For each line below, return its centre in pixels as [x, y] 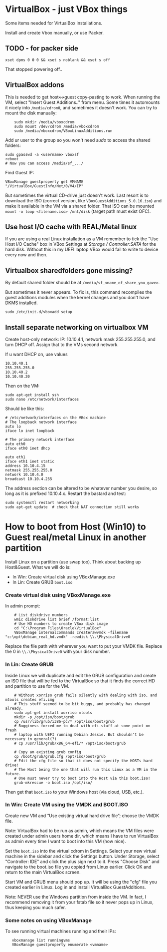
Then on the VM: [22, 386]
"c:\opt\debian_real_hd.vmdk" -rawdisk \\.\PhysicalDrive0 [68, 637]
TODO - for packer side [42, 48]
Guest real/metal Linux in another [76, 537]
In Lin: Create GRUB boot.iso [42, 582]
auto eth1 [15, 457]
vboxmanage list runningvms [41, 941]
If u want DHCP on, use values [37, 354]
